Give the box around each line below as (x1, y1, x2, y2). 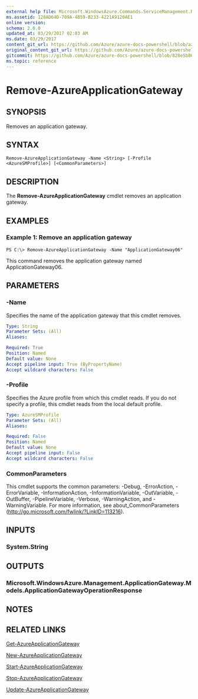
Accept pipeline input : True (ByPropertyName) (6, 361, 123, 367)
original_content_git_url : (6, 47, 72, 53)
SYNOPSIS (6, 107, 47, 117)
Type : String (6, 323, 38, 329)
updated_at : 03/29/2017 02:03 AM (6, 31, 88, 37)
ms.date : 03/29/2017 (6, 36, 57, 42)
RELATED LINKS (6, 625, 66, 635)
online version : (6, 19, 46, 25)
